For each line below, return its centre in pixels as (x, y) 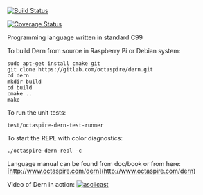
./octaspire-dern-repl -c (44, 151)
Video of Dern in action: (41, 184)
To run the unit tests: (37, 113)
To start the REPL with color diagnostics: (65, 138)
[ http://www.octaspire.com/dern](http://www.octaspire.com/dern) (101, 171)
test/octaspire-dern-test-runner (55, 125)
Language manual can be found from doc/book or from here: (94, 164)
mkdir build (24, 82)
